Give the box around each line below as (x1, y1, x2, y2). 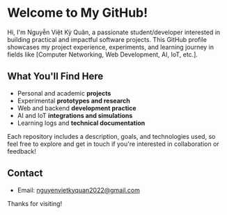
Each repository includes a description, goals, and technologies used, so (7, 132, 216, 140)
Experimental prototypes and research (17, 96, 130, 105)
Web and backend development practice (17, 103, 137, 112)
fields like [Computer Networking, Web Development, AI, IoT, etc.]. (7, 50, 198, 59)
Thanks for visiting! (7, 199, 63, 207)
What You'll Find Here (7, 71, 104, 82)
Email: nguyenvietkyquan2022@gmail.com (17, 186, 141, 194)
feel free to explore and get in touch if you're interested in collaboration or (7, 140, 219, 148)
